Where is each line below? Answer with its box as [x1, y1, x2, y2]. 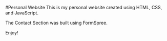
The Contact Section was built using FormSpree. [5, 20, 108, 26]
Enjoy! [5, 30, 19, 35]
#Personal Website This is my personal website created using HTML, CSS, [5, 5, 162, 10]
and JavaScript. [5, 10, 38, 16]
